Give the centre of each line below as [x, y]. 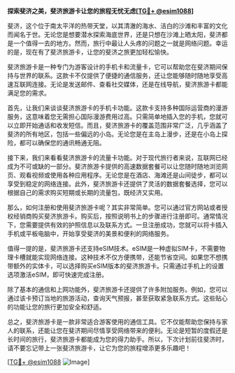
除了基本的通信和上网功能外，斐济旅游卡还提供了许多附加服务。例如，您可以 [117, 290]
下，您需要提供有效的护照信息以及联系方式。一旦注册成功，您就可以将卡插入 [117, 225]
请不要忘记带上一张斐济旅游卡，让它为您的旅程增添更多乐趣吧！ [99, 348]
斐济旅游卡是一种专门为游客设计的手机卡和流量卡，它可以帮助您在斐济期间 [114, 67]
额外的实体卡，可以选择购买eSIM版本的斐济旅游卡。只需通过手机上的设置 [119, 266]
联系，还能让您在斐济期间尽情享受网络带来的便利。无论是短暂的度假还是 [123, 330]
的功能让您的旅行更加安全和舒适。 [56, 307]
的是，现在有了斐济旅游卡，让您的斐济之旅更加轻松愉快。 [90, 52]
